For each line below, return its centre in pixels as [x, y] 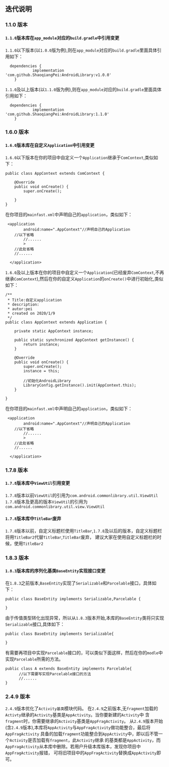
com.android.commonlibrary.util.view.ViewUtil [55, 507]
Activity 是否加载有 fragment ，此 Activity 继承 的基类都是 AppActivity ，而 [85, 740]
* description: [23, 304]
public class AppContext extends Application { [56, 322]
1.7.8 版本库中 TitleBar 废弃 [33, 519]
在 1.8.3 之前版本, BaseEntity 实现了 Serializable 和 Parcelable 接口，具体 [79, 583]
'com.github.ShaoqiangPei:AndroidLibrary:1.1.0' [57, 114]
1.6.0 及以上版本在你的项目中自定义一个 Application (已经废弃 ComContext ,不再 [85, 272]
